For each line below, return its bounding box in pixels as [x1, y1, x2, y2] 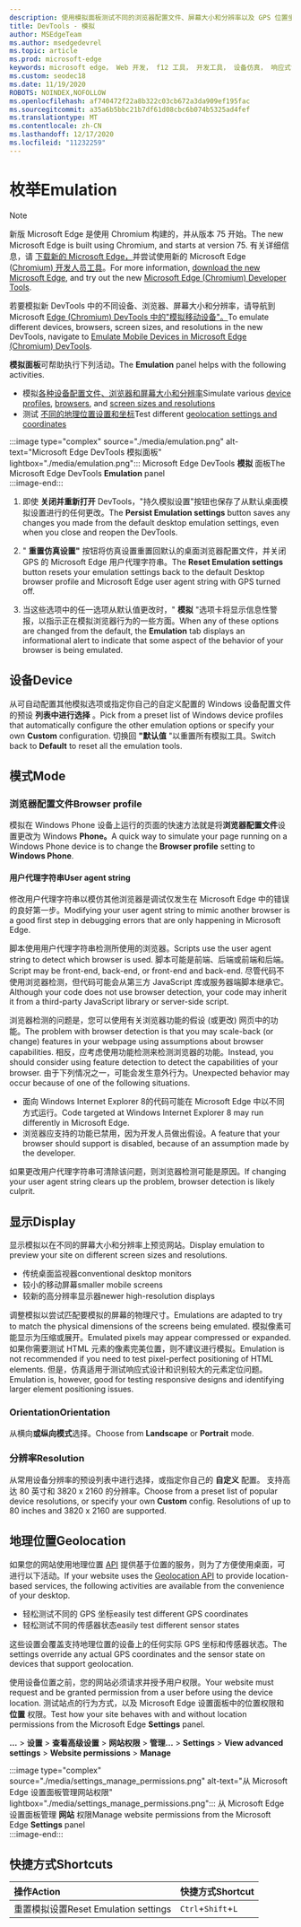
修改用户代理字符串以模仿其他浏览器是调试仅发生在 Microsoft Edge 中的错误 [9, 894, 290, 904]
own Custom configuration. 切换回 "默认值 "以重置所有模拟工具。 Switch [9, 730, 276, 741]
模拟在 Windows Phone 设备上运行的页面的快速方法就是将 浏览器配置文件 [9, 820, 278, 831]
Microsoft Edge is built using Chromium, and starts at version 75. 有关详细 [9, 240, 282, 250]
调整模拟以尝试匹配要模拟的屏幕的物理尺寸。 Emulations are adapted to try [9, 1310, 283, 1321]
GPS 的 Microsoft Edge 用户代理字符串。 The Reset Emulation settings [21, 556, 284, 567]
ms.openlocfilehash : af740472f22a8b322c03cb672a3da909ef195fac [9, 96, 251, 106]
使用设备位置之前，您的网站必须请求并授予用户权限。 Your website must [9, 1677, 275, 1687]
